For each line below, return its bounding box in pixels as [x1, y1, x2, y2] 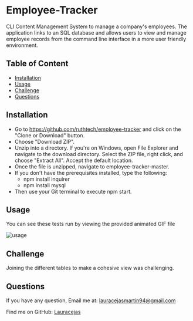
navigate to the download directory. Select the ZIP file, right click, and [14, 150, 184, 157]
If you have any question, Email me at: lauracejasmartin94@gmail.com [6, 297, 176, 304]
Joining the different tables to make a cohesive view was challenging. [6, 265, 174, 272]
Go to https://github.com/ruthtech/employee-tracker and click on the [14, 126, 181, 133]
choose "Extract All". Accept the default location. [14, 157, 133, 164]
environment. [6, 42, 38, 49]
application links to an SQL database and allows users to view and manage [6, 29, 187, 36]
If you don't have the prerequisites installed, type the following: [14, 169, 167, 176]
